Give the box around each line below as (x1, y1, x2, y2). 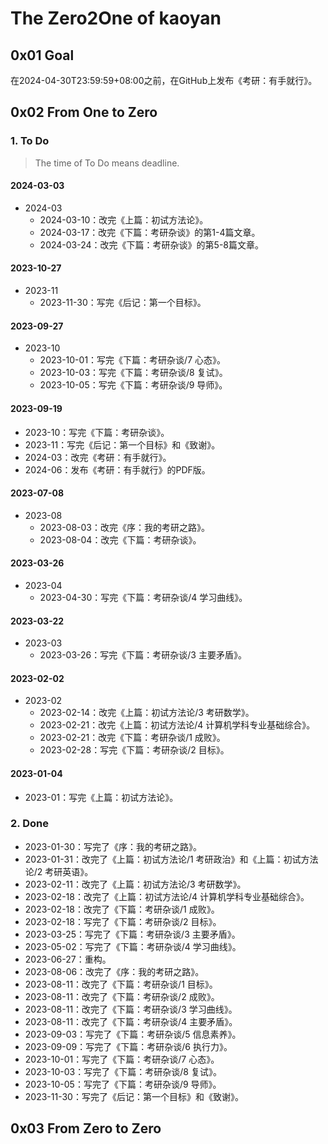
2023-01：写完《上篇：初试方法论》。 (24, 791, 179, 803)
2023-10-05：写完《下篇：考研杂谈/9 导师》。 (39, 379, 228, 391)
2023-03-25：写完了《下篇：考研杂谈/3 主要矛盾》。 (24, 928, 241, 940)
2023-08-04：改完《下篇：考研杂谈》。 (39, 533, 202, 546)
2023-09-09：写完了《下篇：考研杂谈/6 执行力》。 (24, 1040, 233, 1052)
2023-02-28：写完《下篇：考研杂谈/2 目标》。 (39, 744, 230, 756)
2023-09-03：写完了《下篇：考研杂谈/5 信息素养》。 (24, 1028, 242, 1040)
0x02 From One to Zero (10, 104, 158, 121)
